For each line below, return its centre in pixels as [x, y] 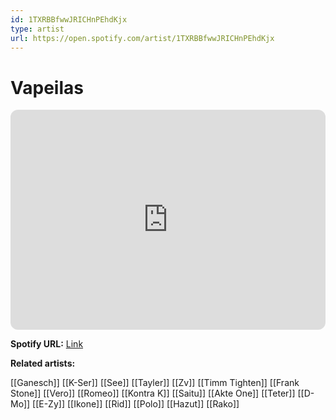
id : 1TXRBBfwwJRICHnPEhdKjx [69, 19]
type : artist [37, 29]
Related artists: [43, 363]
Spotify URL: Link [47, 344]
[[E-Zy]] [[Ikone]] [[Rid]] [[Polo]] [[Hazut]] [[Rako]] [136, 404]
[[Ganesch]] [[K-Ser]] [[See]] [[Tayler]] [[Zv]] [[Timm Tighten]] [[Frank [155, 383]
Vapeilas [47, 87]
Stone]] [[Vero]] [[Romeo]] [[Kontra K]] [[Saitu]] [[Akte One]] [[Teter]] [153, 393]
